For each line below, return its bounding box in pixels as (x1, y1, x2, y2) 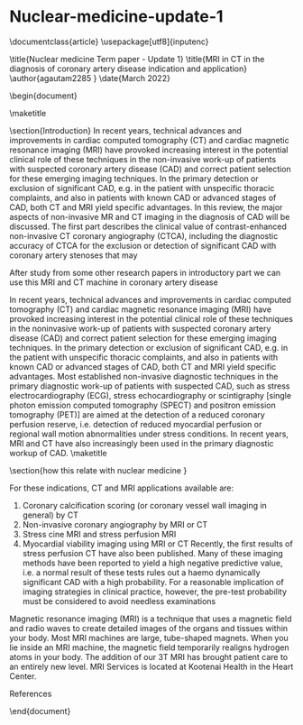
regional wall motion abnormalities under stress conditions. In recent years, (9, 428, 289, 439)
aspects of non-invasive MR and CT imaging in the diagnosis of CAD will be (9, 211, 290, 222)
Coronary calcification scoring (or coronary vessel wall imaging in (22, 500, 268, 510)
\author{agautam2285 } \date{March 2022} (9, 72, 171, 83)
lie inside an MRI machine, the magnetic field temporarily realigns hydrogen (9, 642, 290, 653)
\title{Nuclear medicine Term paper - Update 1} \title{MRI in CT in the (9, 53, 265, 64)
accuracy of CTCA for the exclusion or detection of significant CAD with (9, 240, 277, 251)
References (9, 688, 52, 699)
